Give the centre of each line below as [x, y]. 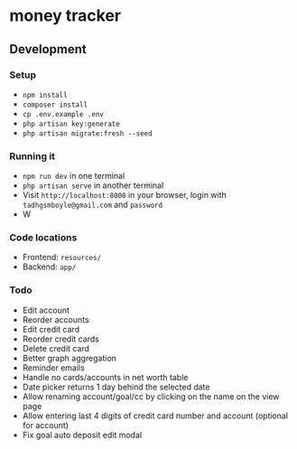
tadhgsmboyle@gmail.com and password [93, 205]
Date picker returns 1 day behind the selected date [116, 387]
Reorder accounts [56, 319]
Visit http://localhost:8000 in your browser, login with [125, 195]
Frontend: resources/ [62, 257]
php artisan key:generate [71, 124]
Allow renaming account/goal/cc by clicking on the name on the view [151, 396]
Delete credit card [56, 348]
